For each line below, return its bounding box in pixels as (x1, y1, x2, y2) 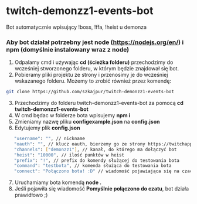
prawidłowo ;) (14, 192, 48, 199)
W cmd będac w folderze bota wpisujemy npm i (14, 112, 131, 119)
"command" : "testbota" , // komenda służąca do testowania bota (13, 163, 172, 169)
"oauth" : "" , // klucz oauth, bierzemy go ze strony (13, 141, 145, 147)
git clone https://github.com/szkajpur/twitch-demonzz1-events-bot (6, 89, 175, 95)
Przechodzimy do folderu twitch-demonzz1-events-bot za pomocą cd (14, 100, 184, 107)
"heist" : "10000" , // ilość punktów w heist (13, 152, 125, 158)
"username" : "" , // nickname (13, 136, 85, 142)
